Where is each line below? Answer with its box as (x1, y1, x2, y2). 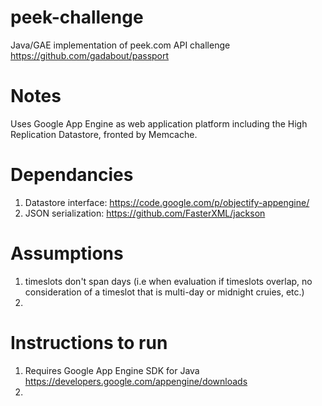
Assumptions (10, 242, 124, 265)
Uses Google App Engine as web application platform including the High (10, 117, 308, 130)
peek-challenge (10, 6, 144, 29)
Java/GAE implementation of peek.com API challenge (10, 39, 231, 51)
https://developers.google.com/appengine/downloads (24, 375, 248, 387)
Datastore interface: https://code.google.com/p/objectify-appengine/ (24, 196, 310, 208)
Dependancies (10, 164, 134, 186)
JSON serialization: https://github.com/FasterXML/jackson (24, 207, 266, 219)
